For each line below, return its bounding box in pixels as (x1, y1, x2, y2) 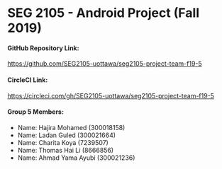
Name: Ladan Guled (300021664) (17, 131, 116, 139)
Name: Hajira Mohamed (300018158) (17, 123, 126, 132)
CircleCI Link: (7, 76, 48, 84)
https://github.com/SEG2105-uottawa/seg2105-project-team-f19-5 (7, 59, 202, 68)
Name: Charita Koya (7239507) (17, 138, 109, 146)
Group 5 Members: (7, 107, 64, 116)
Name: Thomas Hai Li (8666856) (17, 146, 114, 154)
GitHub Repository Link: (7, 44, 79, 52)
